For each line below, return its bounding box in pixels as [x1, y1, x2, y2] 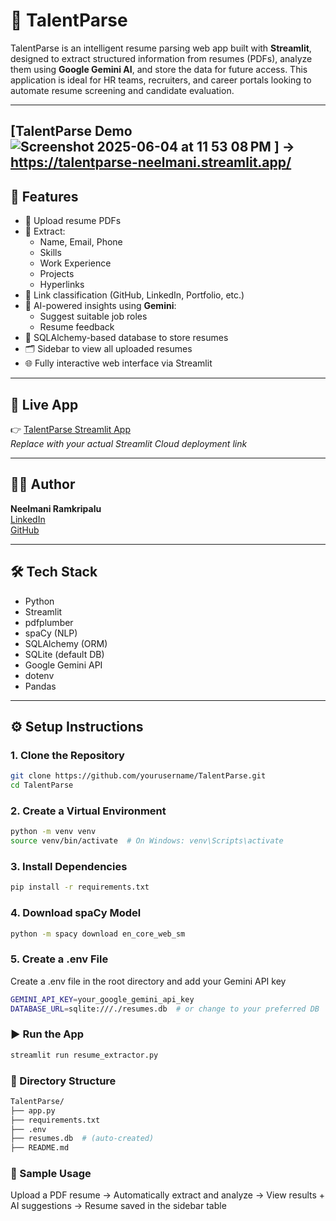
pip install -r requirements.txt [10, 882, 150, 893]
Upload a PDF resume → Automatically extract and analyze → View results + [10, 1189, 326, 1201]
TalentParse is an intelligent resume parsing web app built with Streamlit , [10, 42, 312, 54]
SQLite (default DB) [24, 648, 105, 660]
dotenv [24, 669, 55, 681]
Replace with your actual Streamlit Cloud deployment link [10, 437, 248, 449]
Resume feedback [39, 321, 115, 333]
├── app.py [10, 1105, 56, 1116]
